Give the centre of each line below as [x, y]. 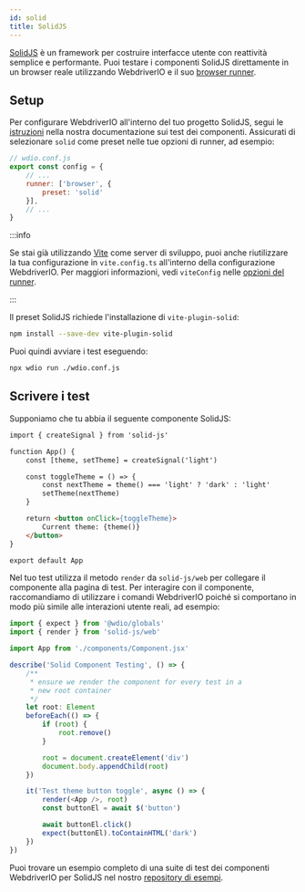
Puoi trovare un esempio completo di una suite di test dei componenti [140, 867]
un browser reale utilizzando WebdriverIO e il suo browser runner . [133, 72]
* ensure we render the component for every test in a [136, 682]
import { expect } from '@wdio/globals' [87, 624]
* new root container [71, 690]
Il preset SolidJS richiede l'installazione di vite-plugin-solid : [124, 317]
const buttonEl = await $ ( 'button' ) [112, 808]
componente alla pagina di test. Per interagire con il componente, [132, 587]
